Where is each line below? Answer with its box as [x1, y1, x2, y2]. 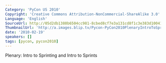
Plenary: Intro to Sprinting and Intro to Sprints [5, 52, 97, 58]
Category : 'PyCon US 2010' [5, 7, 61, 12]
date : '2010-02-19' [5, 30, 45, 35]
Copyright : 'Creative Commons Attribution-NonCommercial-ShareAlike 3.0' [5, 12, 161, 17]
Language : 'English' [5, 16, 48, 21]
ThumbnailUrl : [5, 25, 35, 30]
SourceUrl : [5, 21, 28, 26]
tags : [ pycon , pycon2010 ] [5, 39, 58, 44]
